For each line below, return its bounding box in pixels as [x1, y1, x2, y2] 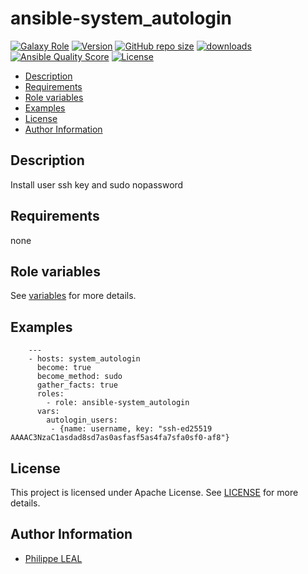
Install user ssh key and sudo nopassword [10, 178, 184, 191]
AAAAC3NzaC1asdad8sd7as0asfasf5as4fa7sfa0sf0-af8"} [10, 433, 230, 443]
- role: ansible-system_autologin [46, 398, 190, 408]
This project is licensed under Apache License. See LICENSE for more [10, 487, 299, 498]
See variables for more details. [10, 290, 137, 302]
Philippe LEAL [24, 552, 83, 564]
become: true [36, 363, 92, 373]
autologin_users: [46, 415, 118, 426]
